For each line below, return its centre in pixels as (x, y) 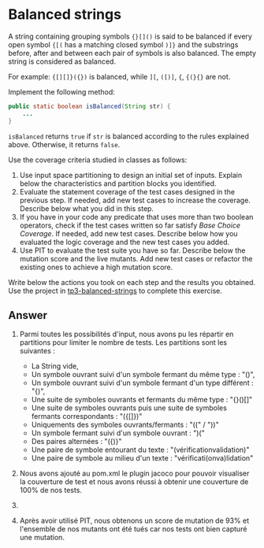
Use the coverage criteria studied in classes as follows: (98, 160)
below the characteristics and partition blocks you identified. (118, 183)
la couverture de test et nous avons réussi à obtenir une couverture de (134, 482)
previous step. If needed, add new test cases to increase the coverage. (135, 200)
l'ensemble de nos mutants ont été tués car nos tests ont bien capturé (133, 529)
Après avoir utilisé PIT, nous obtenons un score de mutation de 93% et (134, 520)
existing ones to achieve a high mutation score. (96, 267)
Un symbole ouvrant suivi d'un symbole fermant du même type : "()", (143, 375)
